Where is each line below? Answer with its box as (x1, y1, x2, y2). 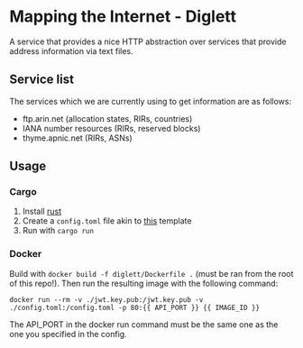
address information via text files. (9, 45, 133, 56)
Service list (9, 72, 75, 87)
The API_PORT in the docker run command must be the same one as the (9, 318, 279, 330)
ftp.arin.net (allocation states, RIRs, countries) (22, 113, 193, 124)
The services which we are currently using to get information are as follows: (9, 96, 291, 106)
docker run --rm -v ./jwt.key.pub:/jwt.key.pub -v (9, 295, 204, 304)
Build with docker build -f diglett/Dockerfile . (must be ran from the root (9, 268, 294, 279)
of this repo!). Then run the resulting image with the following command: (9, 278, 279, 288)
